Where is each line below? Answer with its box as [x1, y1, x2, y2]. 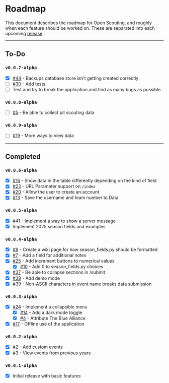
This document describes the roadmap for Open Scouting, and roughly [5, 20, 152, 26]
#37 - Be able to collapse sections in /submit [12, 269, 106, 275]
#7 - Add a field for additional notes [12, 252, 87, 259]
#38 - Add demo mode [12, 275, 60, 281]
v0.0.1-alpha [5, 362, 37, 368]
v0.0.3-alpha [5, 293, 37, 299]
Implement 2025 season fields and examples [12, 223, 106, 229]
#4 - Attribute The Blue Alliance [20, 315, 86, 322]
